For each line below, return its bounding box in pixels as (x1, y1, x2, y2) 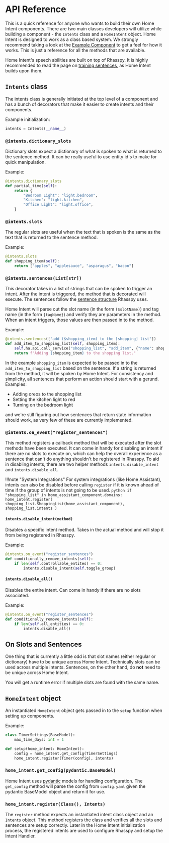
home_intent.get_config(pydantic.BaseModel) (5, 768, 116, 773)
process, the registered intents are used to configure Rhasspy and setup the (5, 828, 163, 834)
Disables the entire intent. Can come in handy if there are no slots (5, 587, 141, 593)
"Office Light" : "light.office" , (23, 202, 94, 207)
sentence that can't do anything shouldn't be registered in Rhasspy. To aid (5, 456, 159, 462)
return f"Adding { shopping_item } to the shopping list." (14, 350, 136, 356)
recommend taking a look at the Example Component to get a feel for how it (5, 41, 162, 48)
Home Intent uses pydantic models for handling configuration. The (5, 778, 143, 784)
